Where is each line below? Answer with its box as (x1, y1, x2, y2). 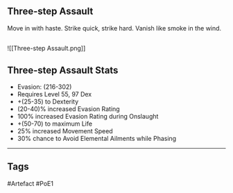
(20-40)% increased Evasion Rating (17, 105, 120, 113)
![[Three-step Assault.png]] (7, 44, 86, 53)
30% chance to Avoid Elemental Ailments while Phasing (17, 135, 177, 143)
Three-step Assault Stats (7, 64, 119, 76)
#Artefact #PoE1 (7, 179, 54, 187)
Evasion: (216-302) (17, 83, 72, 91)
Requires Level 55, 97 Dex (17, 90, 92, 99)
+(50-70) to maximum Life (17, 119, 92, 128)
